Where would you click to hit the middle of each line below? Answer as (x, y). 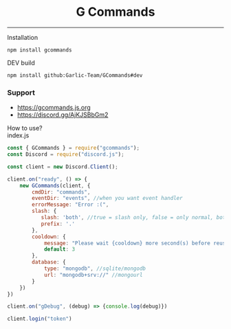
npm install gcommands (40, 50)
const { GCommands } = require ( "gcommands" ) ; (73, 148)
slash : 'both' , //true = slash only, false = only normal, (127, 218)
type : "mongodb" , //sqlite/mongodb (95, 269)
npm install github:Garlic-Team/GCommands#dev (75, 75)
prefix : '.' (58, 224)
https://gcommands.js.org (54, 108)
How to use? (25, 128)
